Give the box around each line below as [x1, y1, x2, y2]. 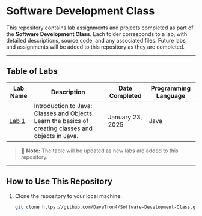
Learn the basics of [34, 116, 89, 125]
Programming [150, 84, 191, 92]
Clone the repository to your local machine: [14, 192, 122, 199]
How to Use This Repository [6, 176, 113, 187]
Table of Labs [6, 66, 58, 76]
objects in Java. [34, 131, 79, 140]
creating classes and [34, 124, 93, 133]
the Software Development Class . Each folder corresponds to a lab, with [6, 30, 188, 37]
